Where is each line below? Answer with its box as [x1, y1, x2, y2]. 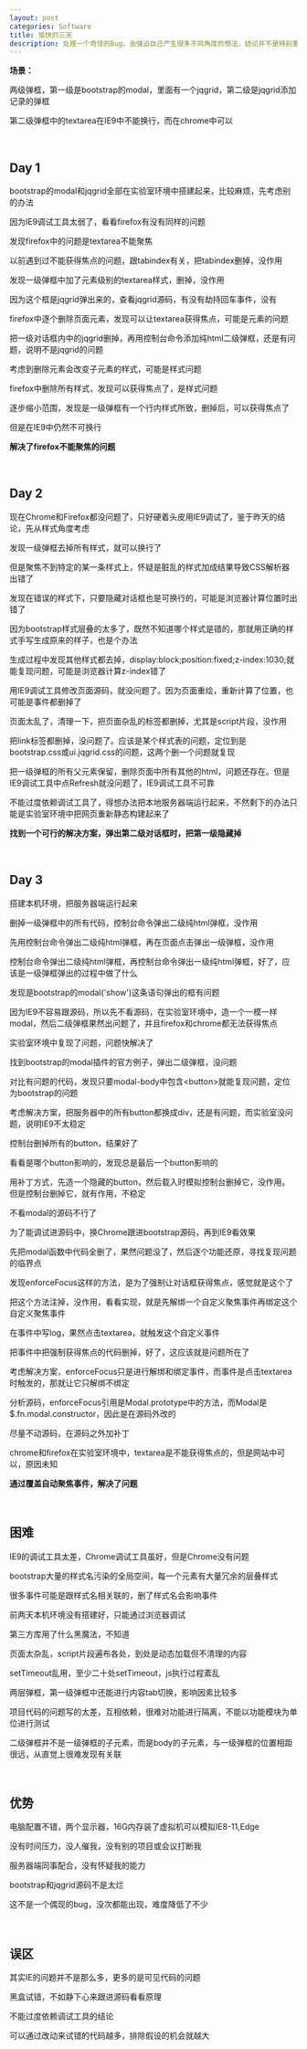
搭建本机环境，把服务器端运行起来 [9, 897, 138, 909]
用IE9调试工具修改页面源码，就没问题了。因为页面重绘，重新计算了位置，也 [9, 684, 294, 695]
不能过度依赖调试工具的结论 [9, 2011, 114, 2022]
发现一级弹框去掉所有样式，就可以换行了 [9, 542, 162, 553]
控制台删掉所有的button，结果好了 [9, 1137, 139, 1148]
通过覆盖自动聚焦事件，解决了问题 [9, 1477, 138, 1489]
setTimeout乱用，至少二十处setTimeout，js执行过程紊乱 [9, 1667, 221, 1678]
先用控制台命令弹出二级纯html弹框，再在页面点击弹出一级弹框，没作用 [9, 936, 274, 947]
